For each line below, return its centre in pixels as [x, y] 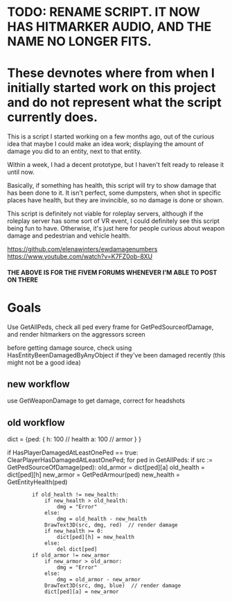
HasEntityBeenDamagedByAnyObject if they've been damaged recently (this [116, 355]
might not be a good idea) [44, 362]
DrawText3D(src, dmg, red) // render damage [111, 525]
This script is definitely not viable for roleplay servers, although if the [105, 214]
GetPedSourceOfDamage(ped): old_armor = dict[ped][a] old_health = [106, 468]
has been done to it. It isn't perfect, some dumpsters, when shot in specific [114, 193]
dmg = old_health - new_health [102, 519]
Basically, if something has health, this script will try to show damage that [112, 186]
